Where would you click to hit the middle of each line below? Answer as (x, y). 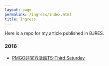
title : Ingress (20, 19)
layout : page (18, 10)
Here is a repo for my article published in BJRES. (54, 33)
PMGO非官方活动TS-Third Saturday (48, 57)
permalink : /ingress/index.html (38, 14)
